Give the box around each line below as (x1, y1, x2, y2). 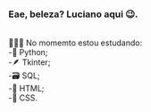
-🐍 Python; (8, 47, 48, 58)
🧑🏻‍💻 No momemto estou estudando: (8, 37, 143, 48)
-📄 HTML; (8, 84, 45, 94)
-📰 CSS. (8, 92, 38, 103)
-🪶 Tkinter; (8, 57, 51, 68)
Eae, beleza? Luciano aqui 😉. (8, 8, 138, 20)
